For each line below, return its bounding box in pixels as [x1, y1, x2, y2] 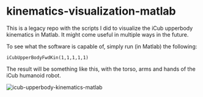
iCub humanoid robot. [6, 71, 61, 79]
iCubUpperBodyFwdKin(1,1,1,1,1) [6, 54, 89, 60]
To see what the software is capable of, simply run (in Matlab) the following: [6, 43, 197, 50]
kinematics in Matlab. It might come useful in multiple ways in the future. [6, 31, 189, 38]
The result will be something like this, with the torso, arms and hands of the [6, 65, 196, 73]
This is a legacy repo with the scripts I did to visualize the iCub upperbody [6, 24, 193, 32]
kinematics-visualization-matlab [6, 4, 176, 18]
